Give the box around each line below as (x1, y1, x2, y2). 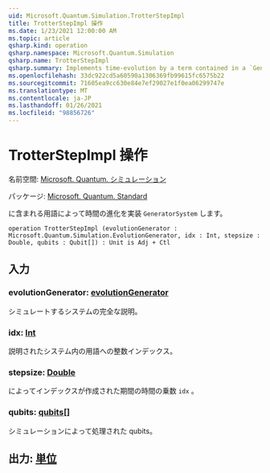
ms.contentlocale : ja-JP (8, 94, 92, 102)
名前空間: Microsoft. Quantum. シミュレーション (8, 174, 167, 183)
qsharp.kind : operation (8, 42, 88, 50)
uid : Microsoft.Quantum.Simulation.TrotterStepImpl (8, 11, 185, 20)
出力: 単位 (8, 451, 57, 465)
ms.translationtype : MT (8, 86, 88, 95)
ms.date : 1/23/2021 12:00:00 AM (8, 27, 117, 35)
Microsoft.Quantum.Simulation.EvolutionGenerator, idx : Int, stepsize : (8, 231, 261, 240)
